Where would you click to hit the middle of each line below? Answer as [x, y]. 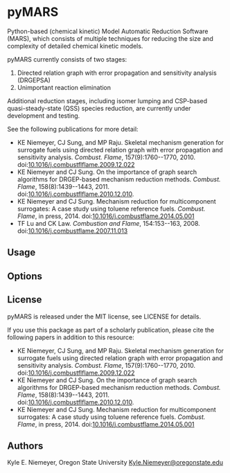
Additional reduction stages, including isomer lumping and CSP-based [107, 100]
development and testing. [44, 116]
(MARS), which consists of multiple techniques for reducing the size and [110, 38]
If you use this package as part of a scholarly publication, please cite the [111, 330]
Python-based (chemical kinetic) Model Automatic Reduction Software [108, 31]
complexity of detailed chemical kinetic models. [75, 46]
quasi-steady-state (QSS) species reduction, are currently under [99, 108]
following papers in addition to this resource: [71, 337]
